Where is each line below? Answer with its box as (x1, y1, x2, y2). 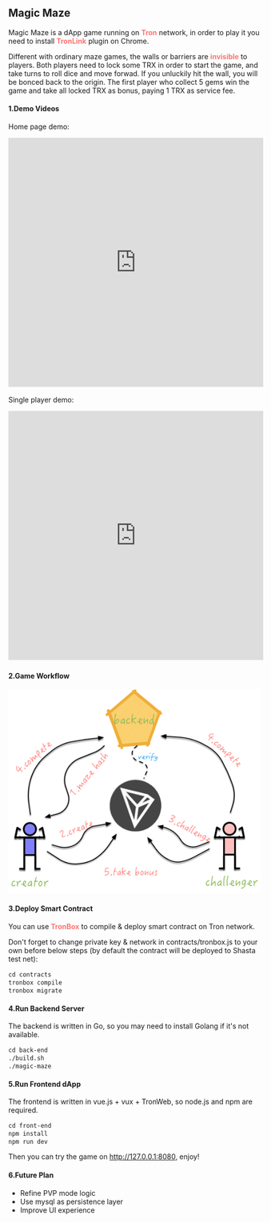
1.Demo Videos (8, 104, 60, 114)
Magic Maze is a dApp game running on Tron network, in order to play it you (8, 27, 260, 37)
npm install (8, 1130, 48, 1138)
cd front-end (8, 1122, 52, 1130)
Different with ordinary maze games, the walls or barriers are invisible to (8, 51, 248, 61)
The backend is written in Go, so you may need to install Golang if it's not (8, 1021, 249, 1031)
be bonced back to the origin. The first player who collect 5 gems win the (8, 77, 250, 86)
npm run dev (8, 1138, 48, 1146)
